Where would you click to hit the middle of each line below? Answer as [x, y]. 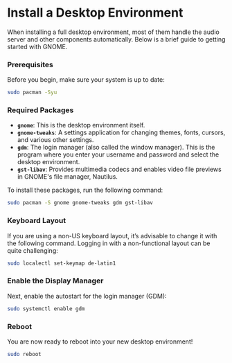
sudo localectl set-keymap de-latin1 [62, 263]
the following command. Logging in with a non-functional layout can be [109, 243]
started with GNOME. [37, 46]
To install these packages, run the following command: [85, 190]
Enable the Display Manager [55, 281]
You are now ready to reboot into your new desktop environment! [100, 342]
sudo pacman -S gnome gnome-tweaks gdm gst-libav [80, 203]
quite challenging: [33, 250]
